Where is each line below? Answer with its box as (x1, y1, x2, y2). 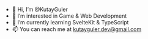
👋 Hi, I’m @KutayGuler (12, 6, 68, 13)
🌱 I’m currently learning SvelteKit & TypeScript (12, 19, 129, 26)
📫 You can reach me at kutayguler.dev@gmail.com (12, 26, 142, 33)
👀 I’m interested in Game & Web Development (12, 12, 127, 19)
